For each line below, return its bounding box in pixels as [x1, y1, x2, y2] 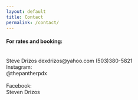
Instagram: [6, 63, 32, 71]
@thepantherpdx [6, 69, 47, 76]
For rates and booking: [6, 38, 63, 45]
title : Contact [6, 14, 44, 20]
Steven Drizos [6, 88, 40, 95]
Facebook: [6, 82, 32, 89]
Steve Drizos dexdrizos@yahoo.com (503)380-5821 [6, 57, 133, 64]
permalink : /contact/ [6, 19, 60, 25]
